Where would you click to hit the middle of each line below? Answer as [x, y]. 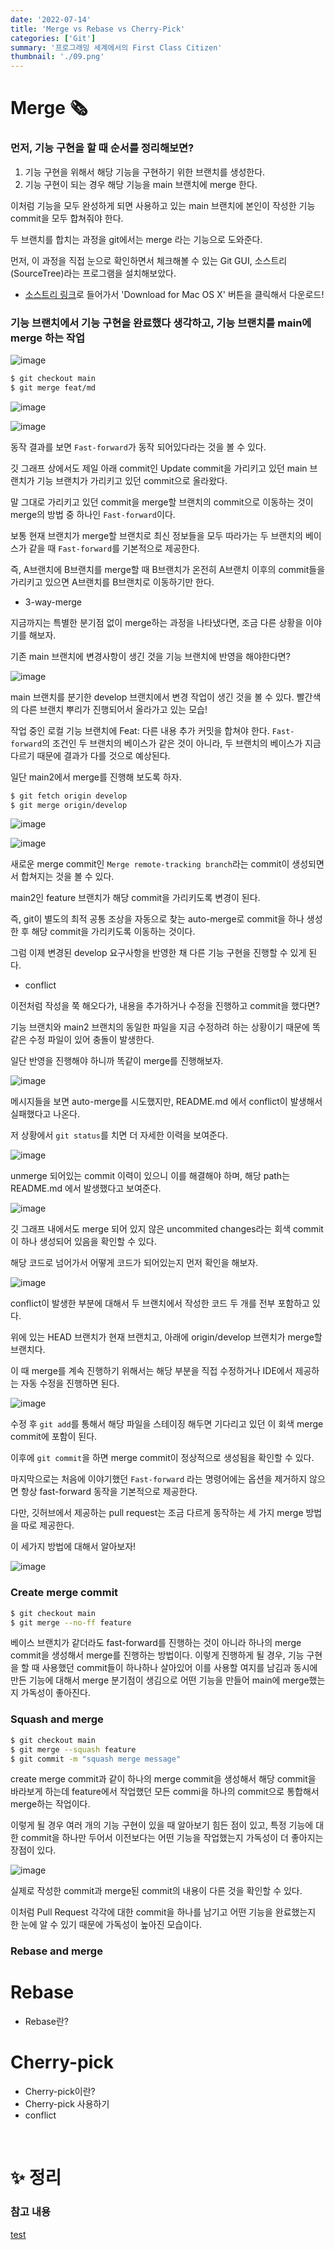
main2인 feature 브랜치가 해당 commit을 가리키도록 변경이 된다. [135, 898]
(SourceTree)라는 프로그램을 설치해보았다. [93, 273]
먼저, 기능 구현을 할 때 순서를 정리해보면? [102, 148]
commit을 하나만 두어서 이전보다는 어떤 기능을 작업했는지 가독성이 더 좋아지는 [172, 1838]
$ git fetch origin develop [69, 796]
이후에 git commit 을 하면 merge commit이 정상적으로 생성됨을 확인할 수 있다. [162, 1458]
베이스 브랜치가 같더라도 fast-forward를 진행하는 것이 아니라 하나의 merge [156, 1643]
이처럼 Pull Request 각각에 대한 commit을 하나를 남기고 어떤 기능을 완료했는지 [163, 1912]
